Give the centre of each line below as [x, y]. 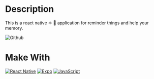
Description [30, 9]
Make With [28, 58]
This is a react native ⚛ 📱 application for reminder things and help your [77, 23]
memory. [14, 28]
